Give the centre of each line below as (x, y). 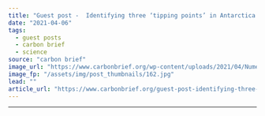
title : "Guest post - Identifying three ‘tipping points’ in (112, 15)
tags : (17, 30)
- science (31, 52)
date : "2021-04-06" (40, 23)
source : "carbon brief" (47, 60)
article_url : (30, 89)
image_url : (26, 67)
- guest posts (38, 37)
